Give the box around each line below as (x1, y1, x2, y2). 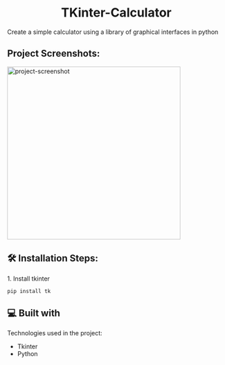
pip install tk (7, 288, 51, 294)
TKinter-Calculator (61, 5, 172, 21)
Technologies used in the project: (7, 329, 102, 337)
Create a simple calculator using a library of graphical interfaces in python (7, 28, 219, 36)
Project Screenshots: (7, 48, 100, 59)
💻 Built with (7, 307, 61, 319)
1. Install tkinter (7, 274, 51, 283)
